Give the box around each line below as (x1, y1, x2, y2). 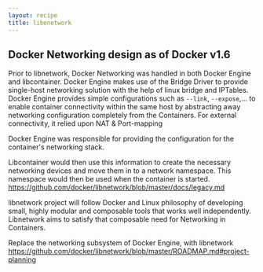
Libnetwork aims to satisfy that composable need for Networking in (8, 215, 226, 224)
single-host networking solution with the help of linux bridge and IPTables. (8, 86, 249, 95)
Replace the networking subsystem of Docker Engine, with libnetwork (8, 238, 234, 248)
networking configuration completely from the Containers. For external (8, 111, 237, 120)
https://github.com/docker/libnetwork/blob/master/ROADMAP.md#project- (8, 247, 250, 256)
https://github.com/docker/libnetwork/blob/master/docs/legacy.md (8, 182, 225, 193)
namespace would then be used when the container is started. (8, 175, 210, 184)
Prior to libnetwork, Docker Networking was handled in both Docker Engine (8, 68, 251, 79)
